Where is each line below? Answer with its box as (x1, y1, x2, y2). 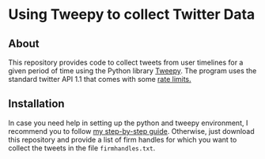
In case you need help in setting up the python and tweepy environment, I (8, 118, 248, 128)
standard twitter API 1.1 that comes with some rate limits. (8, 75, 191, 83)
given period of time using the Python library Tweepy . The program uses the (8, 66, 257, 76)
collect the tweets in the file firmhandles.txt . (8, 143, 156, 153)
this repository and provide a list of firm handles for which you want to (8, 135, 237, 144)
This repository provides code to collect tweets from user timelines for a (8, 57, 244, 67)
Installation (8, 97, 65, 111)
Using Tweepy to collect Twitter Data (8, 6, 256, 24)
